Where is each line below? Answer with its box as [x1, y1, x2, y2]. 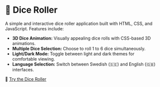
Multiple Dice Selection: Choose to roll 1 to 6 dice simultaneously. [12, 45, 146, 51]
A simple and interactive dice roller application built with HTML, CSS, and [5, 21, 153, 26]
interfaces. [12, 66, 34, 72]
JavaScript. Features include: [5, 25, 64, 31]
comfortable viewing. [12, 56, 55, 62]
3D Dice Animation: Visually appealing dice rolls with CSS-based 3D [12, 35, 151, 41]
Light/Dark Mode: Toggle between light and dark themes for [12, 51, 135, 57]
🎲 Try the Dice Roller [5, 76, 46, 82]
